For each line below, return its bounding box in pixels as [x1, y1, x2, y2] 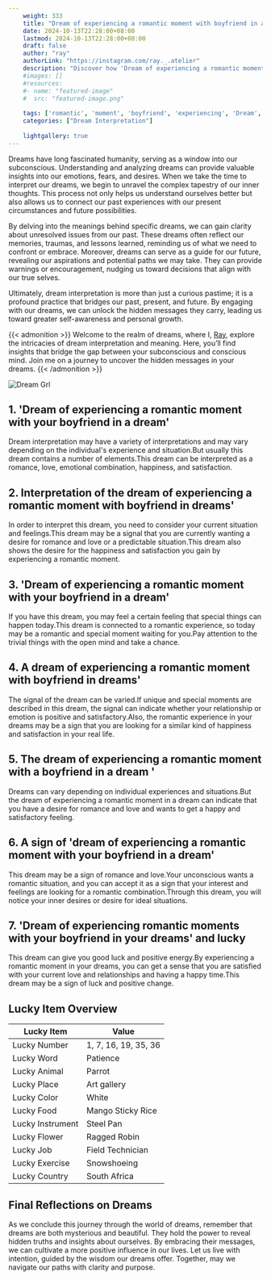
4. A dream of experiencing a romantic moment [8, 661, 251, 675]
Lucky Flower [12, 1132, 64, 1143]
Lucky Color [12, 1092, 59, 1103]
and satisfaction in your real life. [8, 729, 115, 738]
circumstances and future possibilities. [8, 205, 137, 215]
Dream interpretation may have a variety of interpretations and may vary [8, 437, 248, 446]
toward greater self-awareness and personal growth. [8, 314, 184, 324]
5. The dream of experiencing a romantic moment [8, 752, 262, 767]
